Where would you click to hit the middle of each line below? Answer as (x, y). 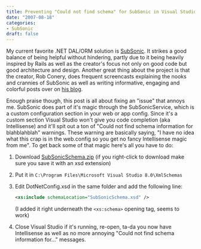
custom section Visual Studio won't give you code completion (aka (88, 120)
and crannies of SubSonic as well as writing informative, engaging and (93, 83)
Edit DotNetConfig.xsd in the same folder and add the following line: (98, 187)
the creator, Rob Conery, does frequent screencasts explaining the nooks (96, 77)
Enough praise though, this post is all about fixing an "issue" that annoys (96, 101)
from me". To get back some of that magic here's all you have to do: (90, 145)
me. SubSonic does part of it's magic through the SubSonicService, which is (100, 107)
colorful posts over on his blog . (45, 89)
